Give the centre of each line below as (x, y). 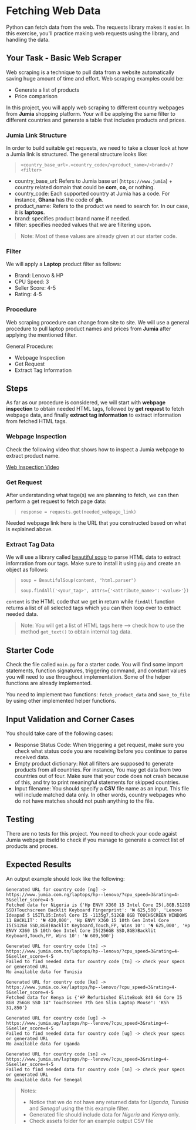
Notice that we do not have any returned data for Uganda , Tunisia (109, 1102)
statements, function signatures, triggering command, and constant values (96, 670)
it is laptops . (30, 212)
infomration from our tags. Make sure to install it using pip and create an (93, 564)
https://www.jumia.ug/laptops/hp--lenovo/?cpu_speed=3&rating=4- (87, 1023)
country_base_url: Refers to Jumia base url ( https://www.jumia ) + (94, 181)
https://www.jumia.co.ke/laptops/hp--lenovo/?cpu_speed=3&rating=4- (92, 987)
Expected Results (39, 865)
